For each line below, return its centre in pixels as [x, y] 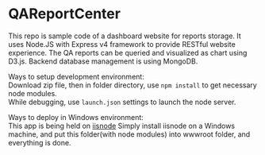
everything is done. [40, 142]
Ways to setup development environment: [76, 76]
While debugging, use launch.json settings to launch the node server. [122, 102]
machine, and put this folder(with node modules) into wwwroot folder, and [129, 134]
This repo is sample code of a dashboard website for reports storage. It [125, 36]
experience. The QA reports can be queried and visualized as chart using [128, 52]
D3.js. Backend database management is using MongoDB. [103, 61]
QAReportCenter [65, 14]
